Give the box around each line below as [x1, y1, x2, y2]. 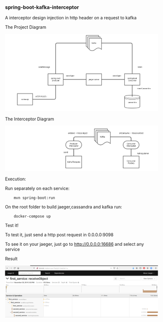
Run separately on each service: [5, 186, 70, 192]
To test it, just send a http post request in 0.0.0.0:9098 [5, 232, 114, 238]
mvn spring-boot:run [14, 195, 55, 200]
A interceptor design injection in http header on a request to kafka [5, 15, 137, 21]
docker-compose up [14, 214, 51, 219]
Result [5, 256, 18, 262]
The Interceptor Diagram [5, 116, 54, 122]
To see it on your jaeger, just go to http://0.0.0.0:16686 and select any [5, 241, 144, 247]
